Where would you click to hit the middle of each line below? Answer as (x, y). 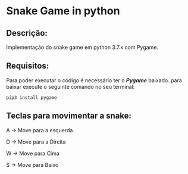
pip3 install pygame (32, 97)
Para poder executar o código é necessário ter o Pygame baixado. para (94, 80)
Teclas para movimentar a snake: (69, 116)
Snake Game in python (63, 11)
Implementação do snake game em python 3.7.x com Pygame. (82, 47)
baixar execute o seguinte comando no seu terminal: (70, 86)
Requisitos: (28, 66)
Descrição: (27, 33)
